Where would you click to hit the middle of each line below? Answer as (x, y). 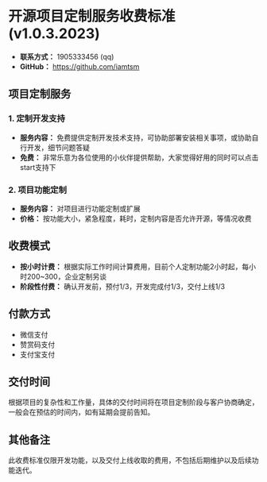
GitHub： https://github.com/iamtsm (79, 66)
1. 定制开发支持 (37, 118)
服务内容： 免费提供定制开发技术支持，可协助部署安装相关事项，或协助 (135, 137)
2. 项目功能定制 (38, 190)
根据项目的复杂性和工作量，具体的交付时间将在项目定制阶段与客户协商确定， (133, 403)
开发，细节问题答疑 (58, 147)
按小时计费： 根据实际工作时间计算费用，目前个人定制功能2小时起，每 (134, 266)
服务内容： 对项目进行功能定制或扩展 (80, 208)
